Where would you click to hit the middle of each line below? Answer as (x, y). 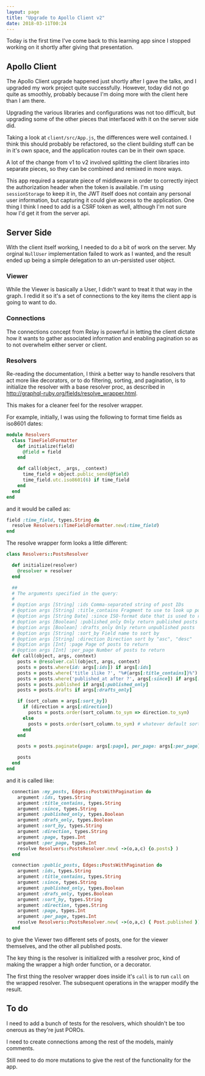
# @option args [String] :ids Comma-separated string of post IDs (98, 605)
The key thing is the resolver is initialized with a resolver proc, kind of (93, 958)
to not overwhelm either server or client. (57, 345)
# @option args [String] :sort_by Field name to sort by (86, 633)
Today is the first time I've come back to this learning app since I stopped (99, 41)
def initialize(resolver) (45, 566)
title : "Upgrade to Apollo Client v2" (56, 18)
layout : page (23, 12)
